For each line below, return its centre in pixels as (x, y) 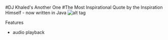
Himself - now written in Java (36, 13)
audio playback (29, 32)
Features (14, 23)
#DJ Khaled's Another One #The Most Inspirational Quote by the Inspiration (84, 7)
